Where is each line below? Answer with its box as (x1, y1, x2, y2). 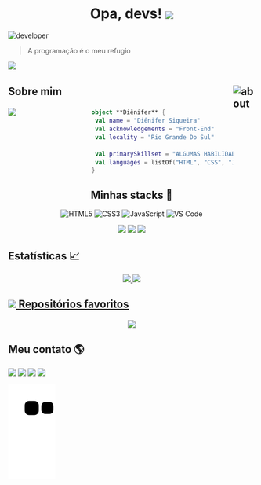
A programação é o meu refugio (27, 46, 131, 55)
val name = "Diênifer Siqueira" (95, 117, 201, 125)
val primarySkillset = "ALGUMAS (95, 150, 201, 158)
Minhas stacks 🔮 (90, 188, 173, 201)
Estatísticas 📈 (8, 249, 80, 263)
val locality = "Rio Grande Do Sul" (95, 133, 215, 141)
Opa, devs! (89, 5, 162, 23)
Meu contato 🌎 (8, 343, 85, 356)
